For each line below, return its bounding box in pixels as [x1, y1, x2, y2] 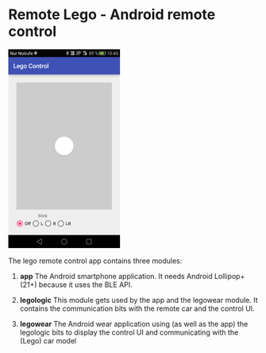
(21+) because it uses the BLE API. [19, 280, 133, 289]
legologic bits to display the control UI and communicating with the [19, 328, 239, 337]
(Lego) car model [19, 336, 77, 345]
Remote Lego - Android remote [8, 6, 216, 24]
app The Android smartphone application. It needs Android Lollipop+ [19, 271, 245, 281]
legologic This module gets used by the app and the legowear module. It [19, 295, 258, 305]
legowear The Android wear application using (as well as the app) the [19, 319, 249, 328]
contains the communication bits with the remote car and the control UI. [19, 304, 256, 313]
